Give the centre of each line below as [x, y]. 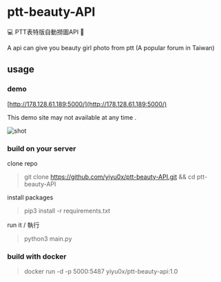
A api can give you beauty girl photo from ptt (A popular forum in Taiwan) [111, 47]
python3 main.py [48, 239]
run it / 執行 [23, 225]
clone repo [22, 163]
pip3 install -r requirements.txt [67, 210]
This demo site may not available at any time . [72, 117]
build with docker [37, 257]
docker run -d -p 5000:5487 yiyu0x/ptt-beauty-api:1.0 [101, 272]
